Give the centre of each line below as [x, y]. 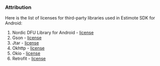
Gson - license [27, 38]
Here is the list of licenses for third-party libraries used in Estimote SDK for [80, 18]
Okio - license [26, 53]
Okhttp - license [28, 48]
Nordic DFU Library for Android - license [53, 33]
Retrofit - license [29, 59]
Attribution [18, 7]
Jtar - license [25, 43]
